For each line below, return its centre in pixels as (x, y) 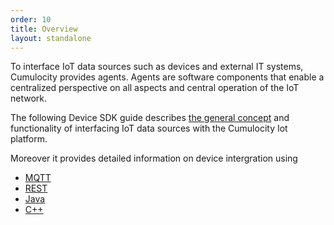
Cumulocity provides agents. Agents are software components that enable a (167, 77)
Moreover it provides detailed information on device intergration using (154, 158)
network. (29, 98)
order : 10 (31, 19)
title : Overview (44, 29)
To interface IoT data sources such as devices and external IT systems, (157, 67)
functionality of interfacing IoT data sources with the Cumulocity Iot (149, 128)
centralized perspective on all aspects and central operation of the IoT (155, 88)
